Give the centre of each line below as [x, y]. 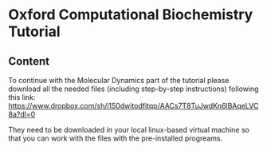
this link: [22, 97]
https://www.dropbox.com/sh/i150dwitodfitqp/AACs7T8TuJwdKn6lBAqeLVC [133, 106]
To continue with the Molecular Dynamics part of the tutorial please [119, 80]
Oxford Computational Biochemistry [131, 15]
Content [29, 61]
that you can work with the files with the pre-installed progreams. [116, 138]
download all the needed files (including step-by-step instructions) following [133, 89]
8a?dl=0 [22, 114]
